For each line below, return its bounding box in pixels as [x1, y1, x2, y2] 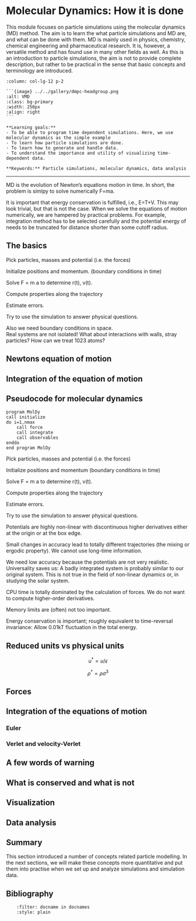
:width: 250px [6, 104, 41, 110]
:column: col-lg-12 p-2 [6, 78, 64, 84]
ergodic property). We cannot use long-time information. [6, 547, 143, 554]
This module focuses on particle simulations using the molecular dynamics [6, 23, 185, 30]
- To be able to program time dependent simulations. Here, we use [6, 129, 174, 135]
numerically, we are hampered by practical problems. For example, [6, 211, 166, 218]
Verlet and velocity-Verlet [6, 740, 81, 748]
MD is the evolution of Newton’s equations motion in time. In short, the [6, 181, 175, 188]
